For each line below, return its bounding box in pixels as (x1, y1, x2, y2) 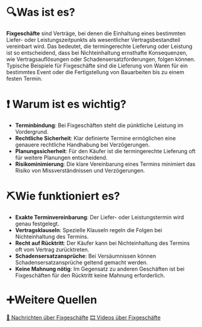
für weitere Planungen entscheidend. (15, 154, 108, 161)
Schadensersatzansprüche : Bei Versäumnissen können (15, 252, 157, 260)
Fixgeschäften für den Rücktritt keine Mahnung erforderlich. (15, 272, 166, 279)
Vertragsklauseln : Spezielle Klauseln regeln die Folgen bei (15, 226, 163, 233)
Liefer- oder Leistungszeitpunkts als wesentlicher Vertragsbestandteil (6, 36, 181, 43)
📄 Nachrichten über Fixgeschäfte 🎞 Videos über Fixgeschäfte (6, 314, 161, 321)
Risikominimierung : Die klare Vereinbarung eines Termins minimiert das (15, 160, 196, 168)
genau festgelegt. (15, 220, 59, 227)
